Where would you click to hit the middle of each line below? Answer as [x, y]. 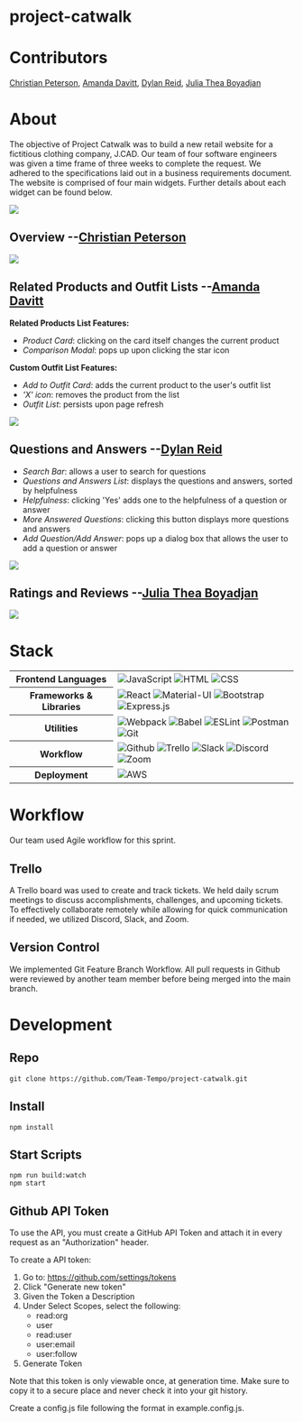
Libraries [61, 707]
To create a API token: [50, 1260]
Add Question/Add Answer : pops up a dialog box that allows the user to [155, 538]
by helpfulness [50, 490]
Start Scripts [46, 1155]
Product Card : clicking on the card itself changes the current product [151, 340]
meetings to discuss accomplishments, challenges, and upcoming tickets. [147, 900]
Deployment [61, 775]
